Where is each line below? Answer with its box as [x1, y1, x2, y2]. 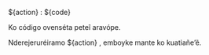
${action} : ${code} [8, 8, 71, 16]
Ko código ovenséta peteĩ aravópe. [8, 23, 121, 31]
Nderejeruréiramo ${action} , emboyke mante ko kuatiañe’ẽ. [8, 38, 202, 47]
